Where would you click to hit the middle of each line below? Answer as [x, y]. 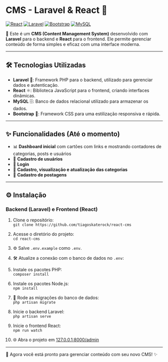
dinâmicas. [24, 95]
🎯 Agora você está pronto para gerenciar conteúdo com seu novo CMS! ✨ [82, 355]
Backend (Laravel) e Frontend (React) [52, 209]
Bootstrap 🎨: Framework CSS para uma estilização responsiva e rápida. [86, 114]
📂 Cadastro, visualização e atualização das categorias [70, 170]
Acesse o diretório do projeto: [43, 234]
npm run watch [27, 331]
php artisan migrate [34, 303]
